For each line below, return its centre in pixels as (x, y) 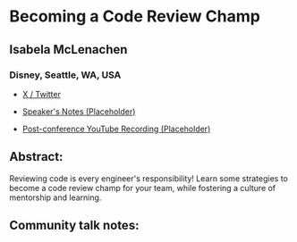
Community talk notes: (74, 225)
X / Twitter (41, 94)
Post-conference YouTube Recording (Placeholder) (116, 129)
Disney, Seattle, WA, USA (65, 75)
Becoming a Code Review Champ (135, 17)
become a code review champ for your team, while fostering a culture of (143, 188)
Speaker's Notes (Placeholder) (79, 111)
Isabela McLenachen (68, 50)
